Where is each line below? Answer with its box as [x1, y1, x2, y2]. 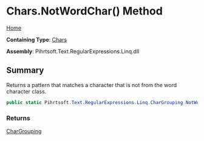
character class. [6, 88, 47, 95]
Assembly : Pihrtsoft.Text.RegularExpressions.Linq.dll [6, 47, 140, 55]
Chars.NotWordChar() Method [6, 4, 163, 18]
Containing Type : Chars [6, 36, 67, 43]
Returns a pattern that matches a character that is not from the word [6, 81, 177, 88]
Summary [6, 65, 44, 76]
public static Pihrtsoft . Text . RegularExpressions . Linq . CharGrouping [6, 99, 183, 105]
